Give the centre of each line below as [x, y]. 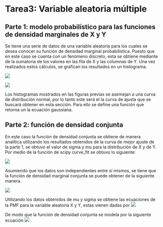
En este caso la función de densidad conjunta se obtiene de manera [73, 136]
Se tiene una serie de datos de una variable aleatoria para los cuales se [76, 46]
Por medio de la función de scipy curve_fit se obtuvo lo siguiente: [70, 152]
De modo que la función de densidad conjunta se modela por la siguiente [78, 214]
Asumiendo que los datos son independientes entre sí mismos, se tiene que [81, 170]
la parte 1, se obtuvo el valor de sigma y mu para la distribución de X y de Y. [81, 147]
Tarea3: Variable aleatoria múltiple [76, 9]
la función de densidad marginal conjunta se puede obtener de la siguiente [80, 176]
